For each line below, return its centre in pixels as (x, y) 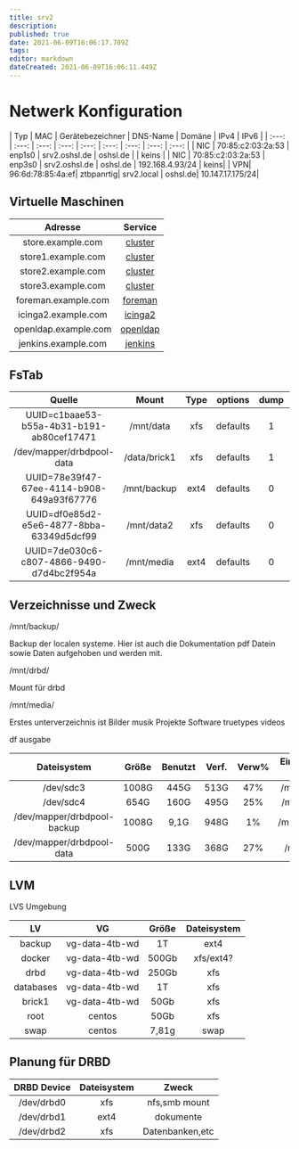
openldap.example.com (63, 329)
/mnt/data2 (149, 525)
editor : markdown (41, 59)
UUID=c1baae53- (64, 415)
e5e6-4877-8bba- (64, 525)
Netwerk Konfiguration (96, 111)
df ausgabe (30, 740)
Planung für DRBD (60, 1062)
